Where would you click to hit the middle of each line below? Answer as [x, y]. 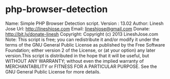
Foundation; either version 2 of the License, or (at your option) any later [80, 50]
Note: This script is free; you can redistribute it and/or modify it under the [82, 39]
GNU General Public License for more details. [53, 71]
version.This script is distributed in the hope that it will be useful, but [77, 55]
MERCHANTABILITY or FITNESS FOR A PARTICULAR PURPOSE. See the [81, 66]
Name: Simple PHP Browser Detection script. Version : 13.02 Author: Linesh [84, 23]
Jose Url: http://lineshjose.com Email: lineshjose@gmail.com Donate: [78, 28]
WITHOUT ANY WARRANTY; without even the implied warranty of [75, 61]
